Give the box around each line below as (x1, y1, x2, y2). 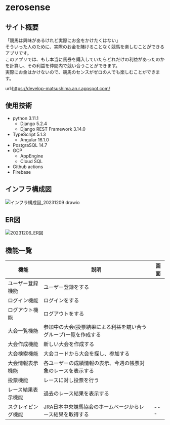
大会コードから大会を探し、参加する (44, 350, 130, 357)
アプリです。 (5, 50, 32, 56)
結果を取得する (53, 411, 90, 418)
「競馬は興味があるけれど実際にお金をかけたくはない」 (5, 37, 120, 43)
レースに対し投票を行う (44, 377, 100, 384)
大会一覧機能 (8, 327, 39, 334)
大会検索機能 (8, 350, 39, 357)
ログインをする (44, 297, 79, 304)
